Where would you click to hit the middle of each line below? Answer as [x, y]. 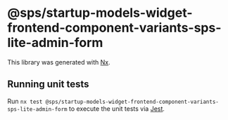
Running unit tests [48, 85]
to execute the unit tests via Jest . [117, 108]
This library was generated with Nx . [59, 62]
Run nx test [25, 101]
